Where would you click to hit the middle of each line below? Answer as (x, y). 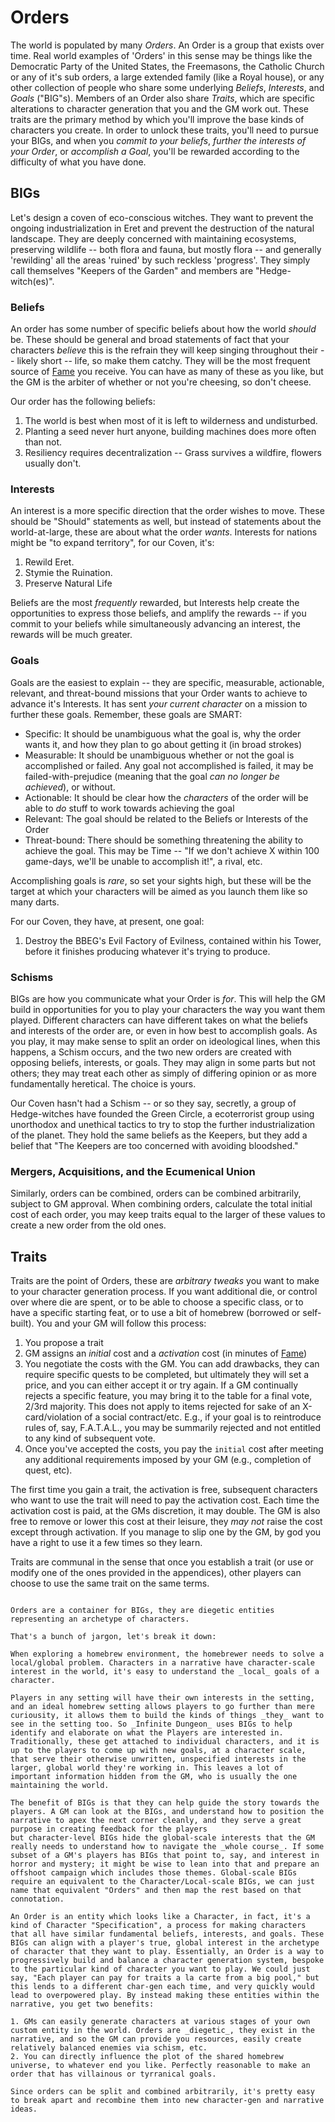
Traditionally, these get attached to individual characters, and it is (165, 1742)
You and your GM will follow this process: (121, 1323)
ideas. (24, 2109)
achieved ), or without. (70, 787)
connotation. (37, 1899)
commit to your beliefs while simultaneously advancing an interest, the (155, 624)
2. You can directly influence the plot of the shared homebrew (147, 2057)
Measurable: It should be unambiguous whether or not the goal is (159, 755)
